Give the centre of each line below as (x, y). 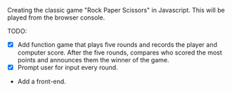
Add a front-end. (42, 82)
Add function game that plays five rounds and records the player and (117, 44)
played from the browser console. (56, 17)
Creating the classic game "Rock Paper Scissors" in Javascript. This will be (116, 10)
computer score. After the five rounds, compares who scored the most (120, 52)
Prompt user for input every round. (67, 68)
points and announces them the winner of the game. (93, 60)
